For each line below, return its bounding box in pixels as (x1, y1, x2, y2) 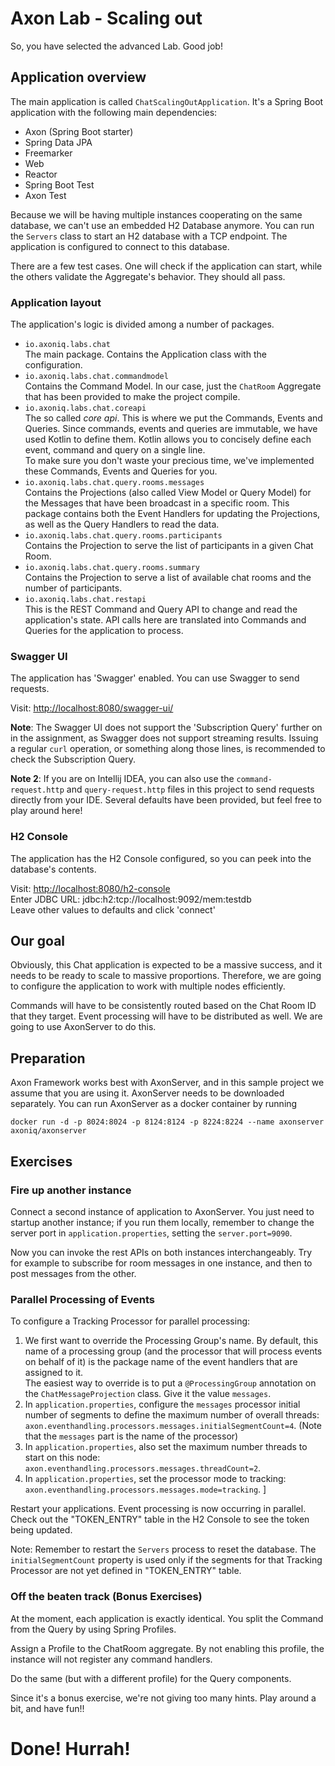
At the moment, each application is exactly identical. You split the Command (10, 1612, 324, 1624)
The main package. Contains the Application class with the (24, 348, 267, 361)
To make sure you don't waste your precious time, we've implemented (24, 455, 315, 467)
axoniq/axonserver (10, 1126, 87, 1136)
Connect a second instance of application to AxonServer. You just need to (10, 1205, 315, 1217)
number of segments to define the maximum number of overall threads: (24, 1409, 320, 1421)
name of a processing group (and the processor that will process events (24, 1345, 323, 1357)
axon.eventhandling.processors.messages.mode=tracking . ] (24, 1483, 267, 1496)
